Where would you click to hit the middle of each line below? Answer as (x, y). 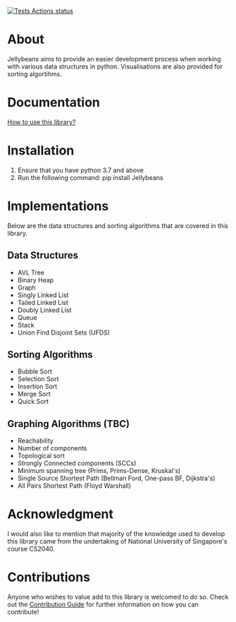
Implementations (58, 206)
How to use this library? (42, 122)
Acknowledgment (61, 514)
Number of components (52, 448)
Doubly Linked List (44, 310)
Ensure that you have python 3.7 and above (81, 170)
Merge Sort (34, 394)
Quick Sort (33, 402)
